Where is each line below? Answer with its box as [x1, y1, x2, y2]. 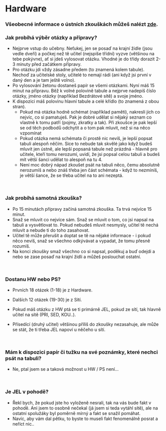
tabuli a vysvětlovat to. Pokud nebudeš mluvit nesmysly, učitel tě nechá [12, 222, 159, 228]
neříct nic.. [12, 421, 35, 427]
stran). [12, 104, 26, 110]
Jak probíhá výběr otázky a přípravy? [5, 34, 97, 41]
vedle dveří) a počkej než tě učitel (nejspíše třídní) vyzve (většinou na [12, 51, 155, 57]
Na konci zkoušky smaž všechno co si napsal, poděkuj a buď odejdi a [12, 248, 155, 254]
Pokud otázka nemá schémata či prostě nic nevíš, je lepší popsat [19, 136, 153, 142]
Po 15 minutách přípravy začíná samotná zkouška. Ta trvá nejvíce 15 [12, 206, 152, 212]
